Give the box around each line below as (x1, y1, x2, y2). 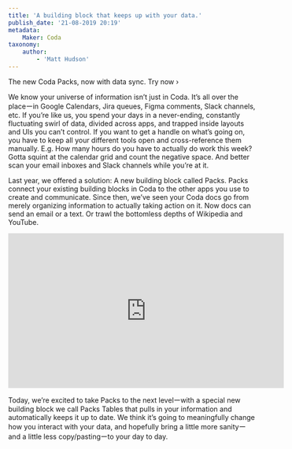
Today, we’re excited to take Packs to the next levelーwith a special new (8, 395, 242, 405)
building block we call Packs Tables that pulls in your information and (8, 404, 232, 414)
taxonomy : (8, 41, 41, 49)
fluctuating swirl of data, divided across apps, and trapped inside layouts (8, 119, 245, 128)
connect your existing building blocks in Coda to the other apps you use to (8, 184, 249, 193)
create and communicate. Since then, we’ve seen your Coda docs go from (8, 192, 249, 201)
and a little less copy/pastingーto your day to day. (8, 432, 168, 441)
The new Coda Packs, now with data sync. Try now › (8, 76, 179, 86)
